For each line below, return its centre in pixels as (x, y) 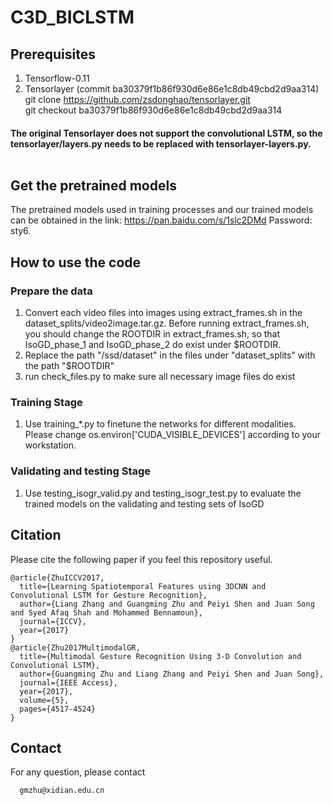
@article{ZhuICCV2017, (57, 577)
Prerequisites (53, 54)
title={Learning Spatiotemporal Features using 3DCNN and (143, 586)
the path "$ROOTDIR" (69, 366)
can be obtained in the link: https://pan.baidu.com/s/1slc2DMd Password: (161, 220)
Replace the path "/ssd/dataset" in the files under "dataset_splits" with (170, 355)
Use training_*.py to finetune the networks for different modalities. (160, 424)
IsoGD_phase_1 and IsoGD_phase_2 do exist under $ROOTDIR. (153, 345)
